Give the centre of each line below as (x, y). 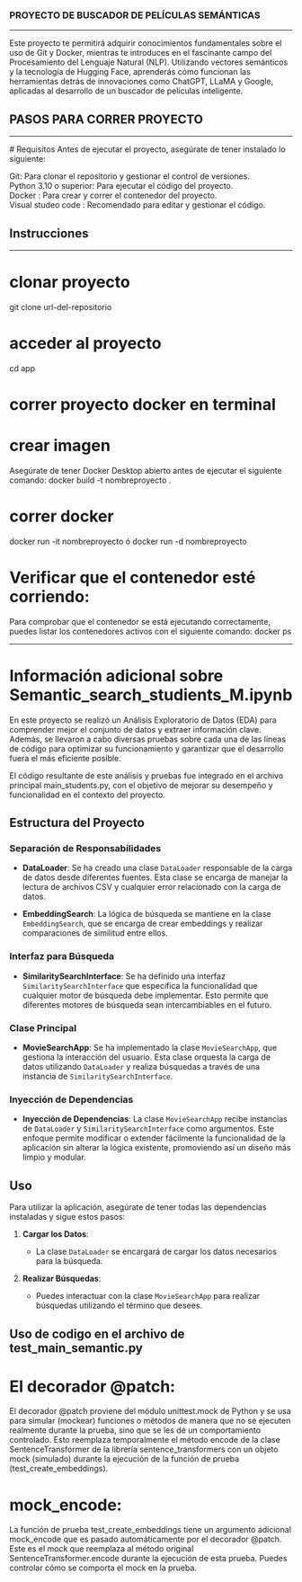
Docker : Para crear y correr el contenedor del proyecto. (113, 196)
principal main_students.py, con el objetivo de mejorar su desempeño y (141, 785)
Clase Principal (43, 1027)
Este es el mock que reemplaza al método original (102, 1549)
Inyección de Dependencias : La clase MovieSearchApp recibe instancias (155, 1119)
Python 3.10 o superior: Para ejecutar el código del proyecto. (121, 186)
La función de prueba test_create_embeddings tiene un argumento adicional (151, 1530)
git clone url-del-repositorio (61, 307)
